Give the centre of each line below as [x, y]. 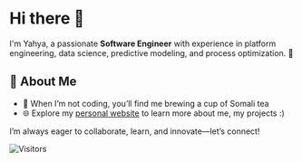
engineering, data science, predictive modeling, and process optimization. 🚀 [151, 52]
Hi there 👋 [47, 19]
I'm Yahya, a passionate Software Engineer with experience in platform [143, 43]
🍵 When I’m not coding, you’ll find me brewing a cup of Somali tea [146, 103]
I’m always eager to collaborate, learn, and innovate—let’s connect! [135, 131]
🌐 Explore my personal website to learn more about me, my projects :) [154, 113]
